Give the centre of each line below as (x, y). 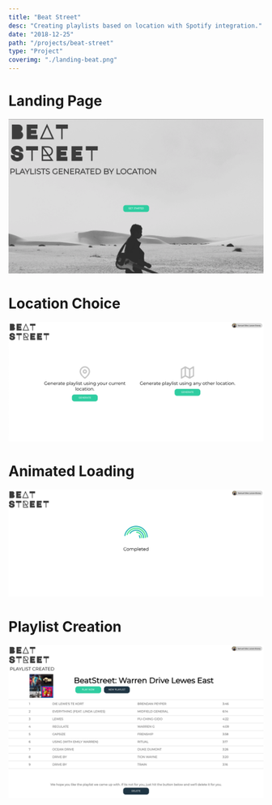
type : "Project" (36, 51)
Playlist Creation (65, 627)
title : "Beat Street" (45, 17)
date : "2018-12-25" (41, 34)
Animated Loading (72, 471)
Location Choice (65, 303)
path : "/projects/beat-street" (61, 43)
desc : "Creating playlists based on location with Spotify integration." (136, 26)
